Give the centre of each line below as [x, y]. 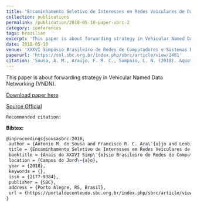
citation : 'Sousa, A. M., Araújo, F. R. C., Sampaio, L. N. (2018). [91, 60]
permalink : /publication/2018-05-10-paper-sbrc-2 [68, 22]
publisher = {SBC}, [33, 182]
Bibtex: [15, 128]
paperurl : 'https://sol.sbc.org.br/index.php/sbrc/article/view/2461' [94, 55]
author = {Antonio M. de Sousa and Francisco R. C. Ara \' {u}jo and [93, 144]
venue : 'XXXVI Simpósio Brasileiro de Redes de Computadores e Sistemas [97, 50]
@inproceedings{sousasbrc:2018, [45, 138]
